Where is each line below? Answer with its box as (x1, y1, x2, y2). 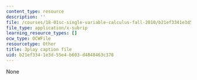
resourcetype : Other (6, 41, 57, 47)
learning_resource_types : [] (6, 30, 77, 36)
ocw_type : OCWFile (6, 36, 51, 41)
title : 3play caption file (6, 47, 72, 53)
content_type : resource (6, 8, 64, 15)
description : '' (6, 14, 46, 20)
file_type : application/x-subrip (6, 25, 88, 31)
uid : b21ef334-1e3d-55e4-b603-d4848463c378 (6, 52, 114, 58)
